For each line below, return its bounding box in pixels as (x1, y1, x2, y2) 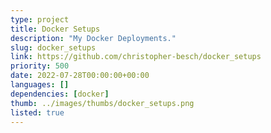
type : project (10, 14, 70, 25)
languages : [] (10, 80, 70, 90)
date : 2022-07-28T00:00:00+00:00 (10, 71, 150, 81)
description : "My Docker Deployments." (10, 33, 177, 43)
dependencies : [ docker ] (10, 89, 110, 99)
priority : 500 (10, 61, 70, 71)
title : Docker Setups (10, 24, 101, 34)
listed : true (10, 107, 65, 118)
